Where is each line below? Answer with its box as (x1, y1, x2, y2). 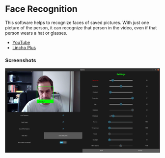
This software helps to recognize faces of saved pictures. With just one (5, 20, 149, 25)
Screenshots (5, 57, 36, 64)
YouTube (12, 39, 30, 45)
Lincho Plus (12, 45, 36, 50)
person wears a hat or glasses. (5, 30, 68, 36)
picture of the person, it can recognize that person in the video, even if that (5, 24, 157, 30)
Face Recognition (5, 3, 78, 15)
